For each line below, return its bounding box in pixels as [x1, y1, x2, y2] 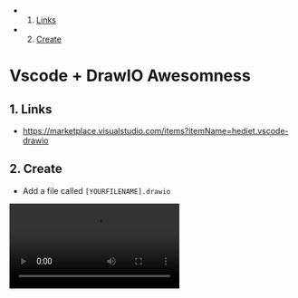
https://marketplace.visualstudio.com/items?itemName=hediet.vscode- [22, 126, 289, 136]
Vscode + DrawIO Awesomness [9, 65, 251, 86]
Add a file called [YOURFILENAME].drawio [22, 185, 171, 196]
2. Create [9, 161, 63, 177]
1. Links [9, 101, 53, 117]
